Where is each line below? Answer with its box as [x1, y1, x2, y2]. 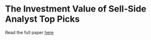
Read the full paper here [5, 29, 54, 35]
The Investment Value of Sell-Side [5, 3, 147, 14]
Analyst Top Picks [5, 13, 80, 25]
